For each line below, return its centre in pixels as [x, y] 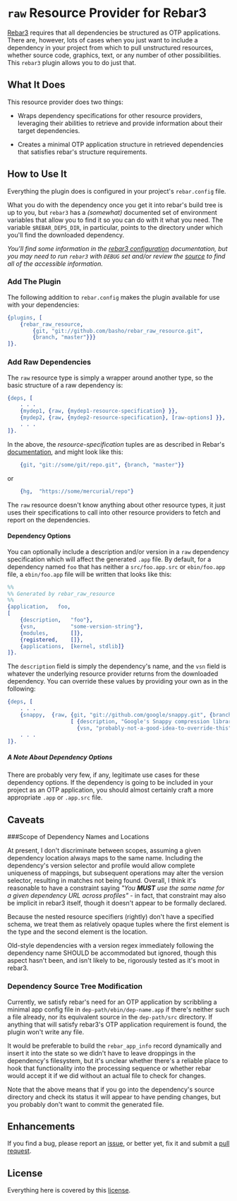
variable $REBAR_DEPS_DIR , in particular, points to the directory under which [115, 227]
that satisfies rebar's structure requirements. [82, 152]
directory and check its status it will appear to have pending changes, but [114, 1096]
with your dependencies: [43, 305]
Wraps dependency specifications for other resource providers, [110, 115]
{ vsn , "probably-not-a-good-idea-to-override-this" [154, 728]
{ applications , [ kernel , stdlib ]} [72, 646]
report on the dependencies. [49, 520]
